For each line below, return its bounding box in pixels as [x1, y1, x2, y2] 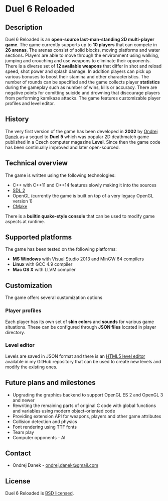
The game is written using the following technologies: [5, 172, 116, 178]
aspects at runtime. [5, 218, 45, 224]
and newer [12, 397, 35, 403]
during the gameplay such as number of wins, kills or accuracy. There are [5, 84, 157, 90]
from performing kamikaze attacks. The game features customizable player [5, 95, 161, 101]
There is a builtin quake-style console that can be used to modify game [5, 213, 155, 219]
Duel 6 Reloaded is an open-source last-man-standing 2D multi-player [5, 36, 154, 42]
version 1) [12, 198, 33, 204]
